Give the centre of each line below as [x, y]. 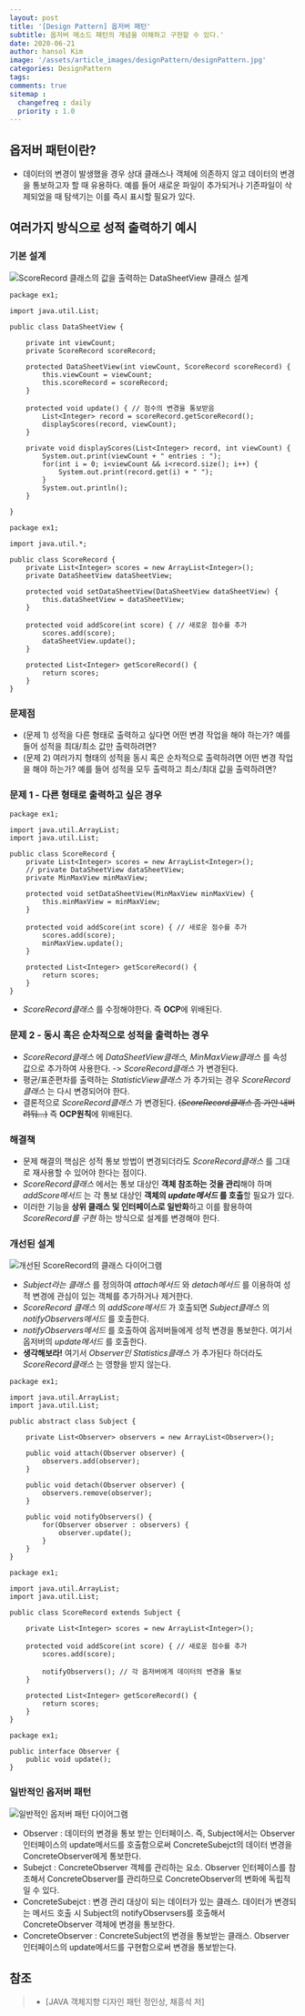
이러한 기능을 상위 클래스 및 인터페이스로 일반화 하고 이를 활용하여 [137, 1207]
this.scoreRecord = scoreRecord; [106, 382]
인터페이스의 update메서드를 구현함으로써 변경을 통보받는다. [129, 1947]
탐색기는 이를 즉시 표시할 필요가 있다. [130, 197]
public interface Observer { [65, 1752]
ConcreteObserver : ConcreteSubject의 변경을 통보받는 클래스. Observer [156, 1935]
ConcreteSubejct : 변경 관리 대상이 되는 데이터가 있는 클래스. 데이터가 [147, 1901]
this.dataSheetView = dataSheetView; [113, 599]
